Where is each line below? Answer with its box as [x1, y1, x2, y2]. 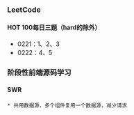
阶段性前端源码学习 [7, 68, 72, 77]
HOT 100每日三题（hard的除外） [7, 23, 101, 31]
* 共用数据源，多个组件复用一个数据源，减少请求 [7, 102, 127, 109]
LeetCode [7, 5, 41, 15]
